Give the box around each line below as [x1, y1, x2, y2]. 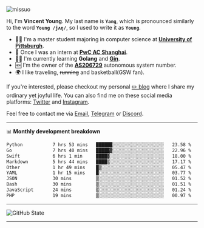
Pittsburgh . [15, 42, 44, 49]
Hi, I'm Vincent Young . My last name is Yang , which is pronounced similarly [6, 18, 194, 24]
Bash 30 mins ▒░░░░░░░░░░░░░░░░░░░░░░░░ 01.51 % [6, 181, 191, 187]
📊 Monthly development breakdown [6, 128, 101, 135]
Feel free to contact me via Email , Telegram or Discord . [6, 110, 144, 117]
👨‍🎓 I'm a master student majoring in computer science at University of [15, 36, 192, 42]
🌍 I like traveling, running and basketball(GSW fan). [15, 69, 144, 76]
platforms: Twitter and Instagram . [6, 98, 90, 106]
